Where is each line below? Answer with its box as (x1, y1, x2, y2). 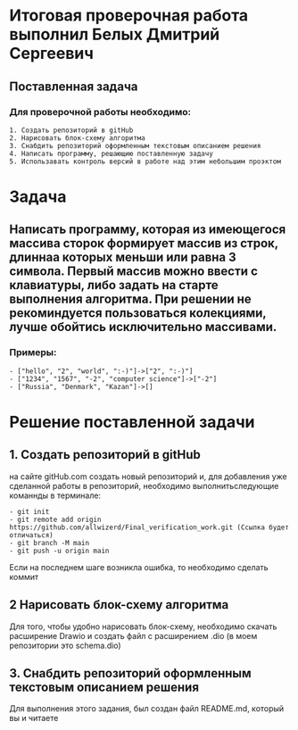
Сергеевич (9, 44, 94, 63)
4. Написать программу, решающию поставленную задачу (9, 149, 214, 158)
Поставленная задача (9, 79, 138, 94)
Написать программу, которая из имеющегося (9, 222, 286, 237)
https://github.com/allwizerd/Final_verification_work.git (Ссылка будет (9, 523, 290, 532)
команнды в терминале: (9, 490, 101, 501)
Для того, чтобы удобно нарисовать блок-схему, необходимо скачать (9, 621, 277, 632)
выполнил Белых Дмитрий (9, 24, 220, 45)
